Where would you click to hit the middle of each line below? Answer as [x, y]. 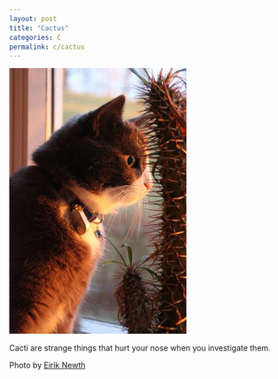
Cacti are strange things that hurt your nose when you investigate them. [140, 348]
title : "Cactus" [39, 28]
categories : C [35, 37]
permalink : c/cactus [47, 47]
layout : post [33, 19]
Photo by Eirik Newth [47, 365]
